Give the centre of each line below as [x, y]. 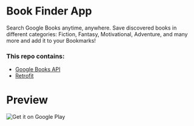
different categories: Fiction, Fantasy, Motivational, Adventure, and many [97, 34]
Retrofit [24, 76]
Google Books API [38, 69]
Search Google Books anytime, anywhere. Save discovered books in [92, 28]
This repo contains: [35, 56]
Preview [27, 100]
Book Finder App [49, 11]
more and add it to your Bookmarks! [51, 40]
